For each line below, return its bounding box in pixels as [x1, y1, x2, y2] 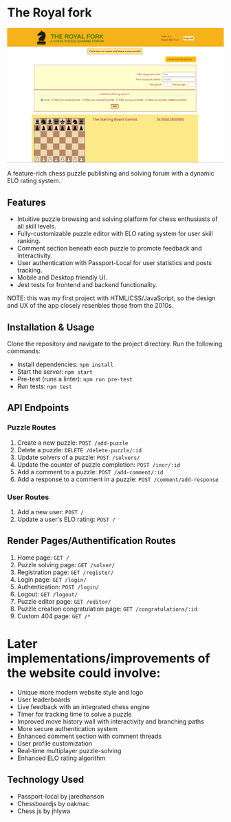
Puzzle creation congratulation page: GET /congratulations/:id [16, 604, 197, 613]
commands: [7, 347, 41, 355]
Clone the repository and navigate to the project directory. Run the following [7, 339, 223, 348]
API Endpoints [7, 402, 69, 414]
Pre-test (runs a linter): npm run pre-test [16, 375, 133, 383]
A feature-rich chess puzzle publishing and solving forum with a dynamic [7, 169, 214, 178]
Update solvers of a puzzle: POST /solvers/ [16, 453, 140, 461]
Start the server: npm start [16, 368, 93, 376]
